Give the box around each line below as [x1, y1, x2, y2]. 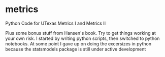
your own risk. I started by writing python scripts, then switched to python [5, 35, 160, 41]
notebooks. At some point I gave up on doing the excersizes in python [5, 40, 151, 46]
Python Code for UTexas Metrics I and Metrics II [5, 20, 106, 26]
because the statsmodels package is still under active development [5, 46, 146, 52]
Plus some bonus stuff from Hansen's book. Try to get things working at [5, 30, 156, 36]
